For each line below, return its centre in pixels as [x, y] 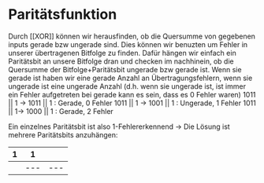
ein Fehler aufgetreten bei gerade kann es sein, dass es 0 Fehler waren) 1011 [132, 94]
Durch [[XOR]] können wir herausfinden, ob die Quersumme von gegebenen [132, 36]
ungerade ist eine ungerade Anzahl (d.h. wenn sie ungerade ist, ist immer [127, 86]
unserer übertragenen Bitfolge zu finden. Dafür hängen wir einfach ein [122, 53]
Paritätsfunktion [63, 15]
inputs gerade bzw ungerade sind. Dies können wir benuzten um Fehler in [128, 44]
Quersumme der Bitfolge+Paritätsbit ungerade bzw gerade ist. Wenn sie [125, 69]
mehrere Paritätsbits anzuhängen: [63, 134]
